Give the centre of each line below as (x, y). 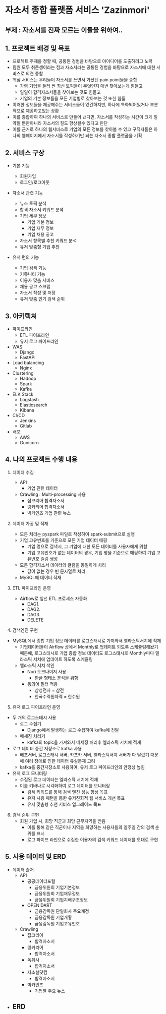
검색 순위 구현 (26, 815)
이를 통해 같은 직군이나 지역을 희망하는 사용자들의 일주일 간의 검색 (91, 827)
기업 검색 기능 (33, 268)
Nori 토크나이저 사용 (47, 671)
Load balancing (28, 363)
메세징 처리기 (32, 736)
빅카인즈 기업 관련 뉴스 (49, 513)
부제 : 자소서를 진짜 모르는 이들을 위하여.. (64, 30)
